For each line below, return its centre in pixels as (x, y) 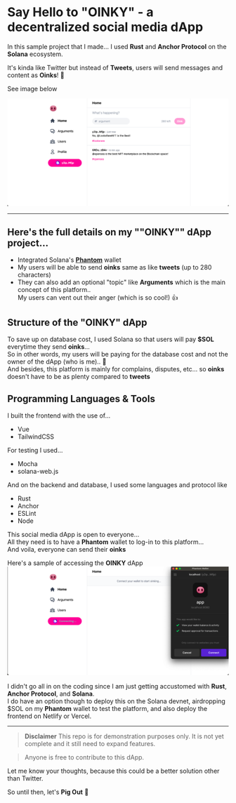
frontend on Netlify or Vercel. (50, 716)
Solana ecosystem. (35, 54)
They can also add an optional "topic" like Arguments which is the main (122, 282)
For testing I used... (35, 450)
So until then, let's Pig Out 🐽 (48, 792)
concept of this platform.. (54, 290)
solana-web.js (38, 471)
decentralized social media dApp (105, 27)
